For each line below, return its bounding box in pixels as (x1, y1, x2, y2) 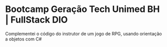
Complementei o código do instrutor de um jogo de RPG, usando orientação (5, 30, 162, 36)
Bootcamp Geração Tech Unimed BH (5, 3, 160, 15)
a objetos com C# (5, 36, 42, 42)
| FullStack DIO (5, 14, 68, 25)
